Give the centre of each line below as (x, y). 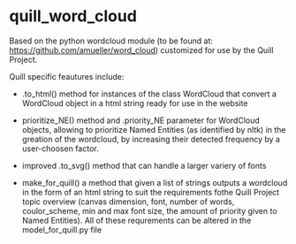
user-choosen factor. (60, 149)
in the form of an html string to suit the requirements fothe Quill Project (151, 192)
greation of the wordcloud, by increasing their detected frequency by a (151, 139)
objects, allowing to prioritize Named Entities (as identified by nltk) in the (154, 129)
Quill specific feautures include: (67, 76)
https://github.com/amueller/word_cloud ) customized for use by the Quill (141, 50)
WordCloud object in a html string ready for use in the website (135, 103)
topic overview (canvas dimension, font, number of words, (128, 202)
